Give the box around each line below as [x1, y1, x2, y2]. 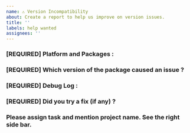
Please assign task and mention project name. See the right [6, 113, 180, 121]
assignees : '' [6, 31, 41, 36]
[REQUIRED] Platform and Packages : [6, 50, 114, 58]
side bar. [6, 120, 32, 128]
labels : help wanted [6, 25, 57, 31]
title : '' [6, 19, 31, 25]
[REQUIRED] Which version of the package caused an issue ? [6, 65, 185, 74]
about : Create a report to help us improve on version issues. [6, 14, 165, 20]
